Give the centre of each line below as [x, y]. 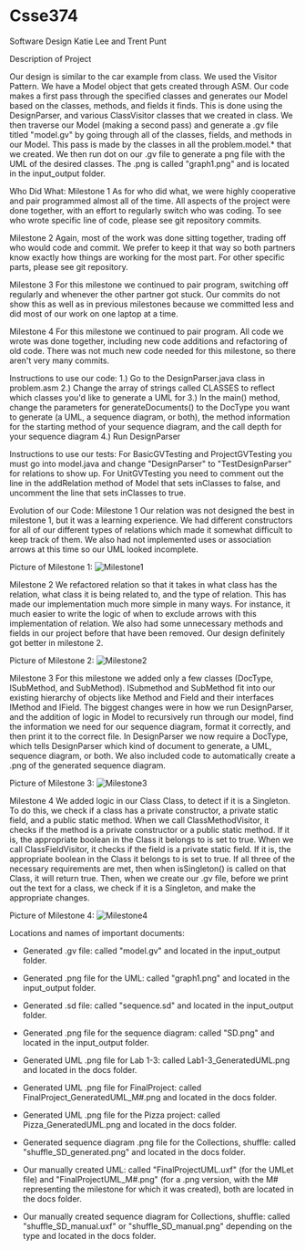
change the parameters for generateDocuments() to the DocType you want [150, 407]
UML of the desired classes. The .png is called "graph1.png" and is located [149, 163]
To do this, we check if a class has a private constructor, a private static [144, 810]
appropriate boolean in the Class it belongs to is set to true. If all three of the [152, 859]
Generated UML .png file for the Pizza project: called [122, 1115]
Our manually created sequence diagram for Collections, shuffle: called [156, 1216]
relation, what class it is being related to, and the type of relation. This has [148, 594]
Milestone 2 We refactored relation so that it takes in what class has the [143, 584]
